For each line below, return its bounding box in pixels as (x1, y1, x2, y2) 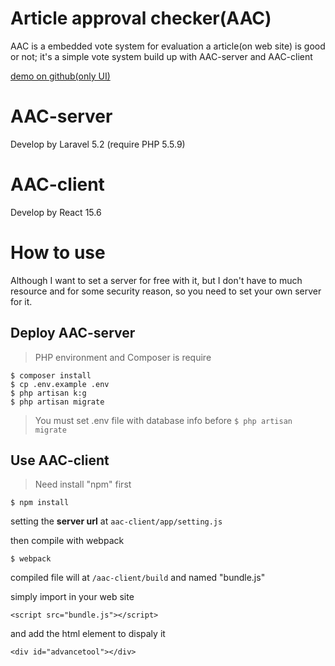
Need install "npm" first (34, 478, 132, 491)
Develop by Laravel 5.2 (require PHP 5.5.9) (10, 138, 186, 150)
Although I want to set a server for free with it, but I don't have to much (10, 274, 303, 286)
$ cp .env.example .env (10, 379, 110, 389)
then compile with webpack (10, 535, 125, 547)
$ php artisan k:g (10, 388, 87, 398)
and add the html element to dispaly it (10, 628, 166, 640)
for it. (10, 295, 33, 307)
